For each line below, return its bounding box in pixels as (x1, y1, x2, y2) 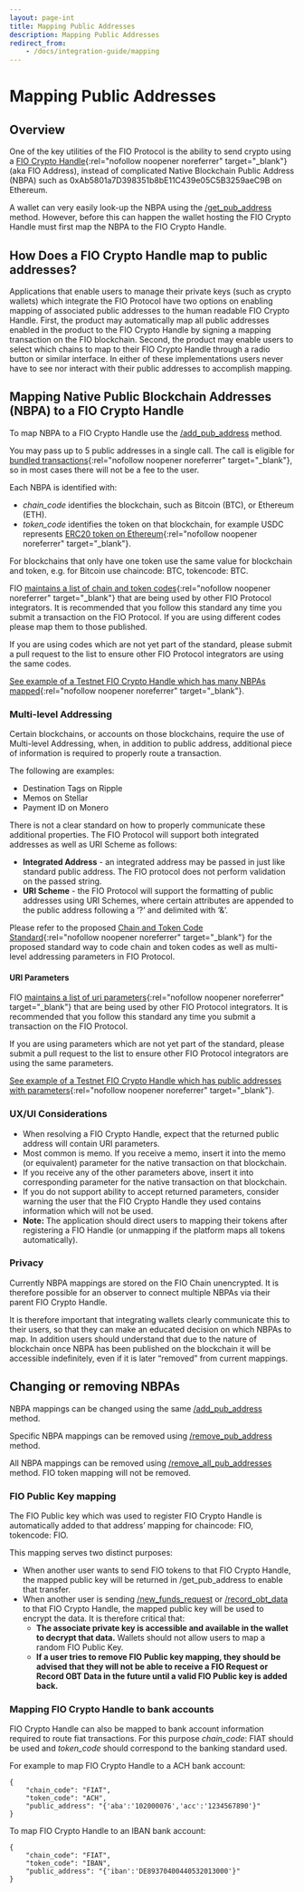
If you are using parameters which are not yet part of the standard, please (9, 1039, 285, 1050)
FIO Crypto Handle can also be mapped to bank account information (9, 1723, 264, 1734)
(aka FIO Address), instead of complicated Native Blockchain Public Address (9, 165, 295, 177)
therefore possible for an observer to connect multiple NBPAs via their (9, 1286, 271, 1297)
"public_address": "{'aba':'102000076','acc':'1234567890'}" (25, 1801, 261, 1811)
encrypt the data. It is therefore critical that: (22, 1613, 185, 1624)
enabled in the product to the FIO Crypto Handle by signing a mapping (9, 324, 271, 335)
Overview (9, 121, 66, 137)
